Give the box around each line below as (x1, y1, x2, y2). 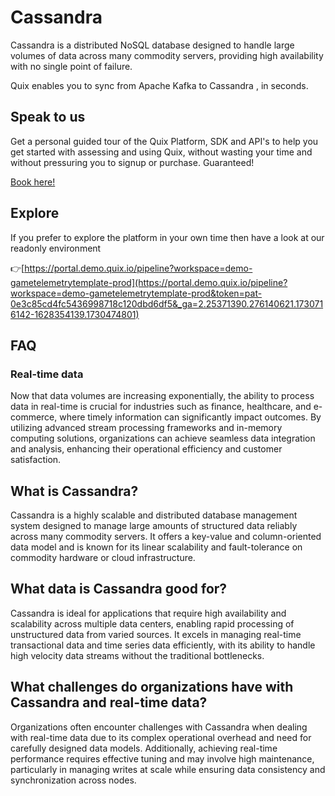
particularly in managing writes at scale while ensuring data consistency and (10, 763, 326, 775)
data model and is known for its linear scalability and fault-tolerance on (10, 541, 303, 553)
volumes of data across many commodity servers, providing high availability (10, 49, 324, 61)
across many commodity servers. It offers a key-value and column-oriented (10, 531, 322, 543)
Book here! (10, 176, 56, 188)
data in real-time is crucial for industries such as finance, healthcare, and (10, 401, 312, 413)
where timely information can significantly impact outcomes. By (59, 411, 322, 423)
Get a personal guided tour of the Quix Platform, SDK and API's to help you (10, 135, 319, 147)
